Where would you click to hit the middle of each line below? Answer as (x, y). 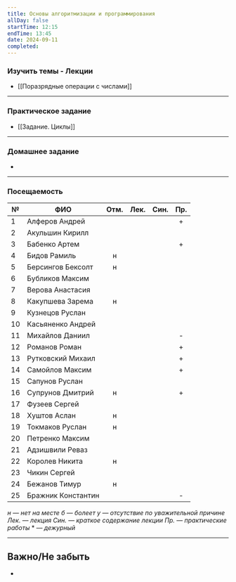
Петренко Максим (58, 439)
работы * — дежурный (41, 528)
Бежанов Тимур (54, 484)
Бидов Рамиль (52, 256)
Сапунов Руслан (55, 382)
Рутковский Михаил (61, 358)
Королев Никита (55, 461)
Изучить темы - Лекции (50, 71)
